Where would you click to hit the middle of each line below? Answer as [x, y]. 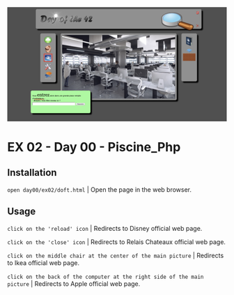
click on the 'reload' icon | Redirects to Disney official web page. [105, 228]
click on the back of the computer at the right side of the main [106, 277]
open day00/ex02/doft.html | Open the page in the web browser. [99, 189]
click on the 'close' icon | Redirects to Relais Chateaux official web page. [117, 242]
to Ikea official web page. [44, 263]
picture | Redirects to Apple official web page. [74, 283]
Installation [32, 173]
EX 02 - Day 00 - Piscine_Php [94, 147]
